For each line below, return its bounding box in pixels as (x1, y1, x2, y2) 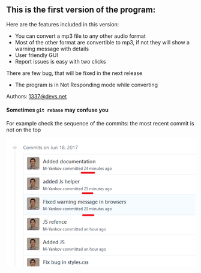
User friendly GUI (14, 51, 58, 59)
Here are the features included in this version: (6, 20, 119, 28)
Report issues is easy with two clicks (14, 58, 106, 65)
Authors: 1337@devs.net (6, 92, 67, 100)
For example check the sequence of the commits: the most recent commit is (6, 120, 194, 127)
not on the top (6, 126, 41, 134)
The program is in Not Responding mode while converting (14, 81, 158, 88)
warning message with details (14, 45, 89, 52)
